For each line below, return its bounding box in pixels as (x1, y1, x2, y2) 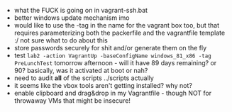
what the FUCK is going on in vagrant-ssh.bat (13, 6, 148, 14)
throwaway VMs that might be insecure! (13, 96, 131, 105)
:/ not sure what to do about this (13, 36, 108, 45)
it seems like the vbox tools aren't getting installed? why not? (13, 82, 193, 89)
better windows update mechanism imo (13, 13, 130, 22)
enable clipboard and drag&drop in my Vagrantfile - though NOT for (13, 89, 212, 97)
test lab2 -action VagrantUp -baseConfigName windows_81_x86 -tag (13, 51, 211, 60)
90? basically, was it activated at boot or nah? (13, 67, 148, 74)
